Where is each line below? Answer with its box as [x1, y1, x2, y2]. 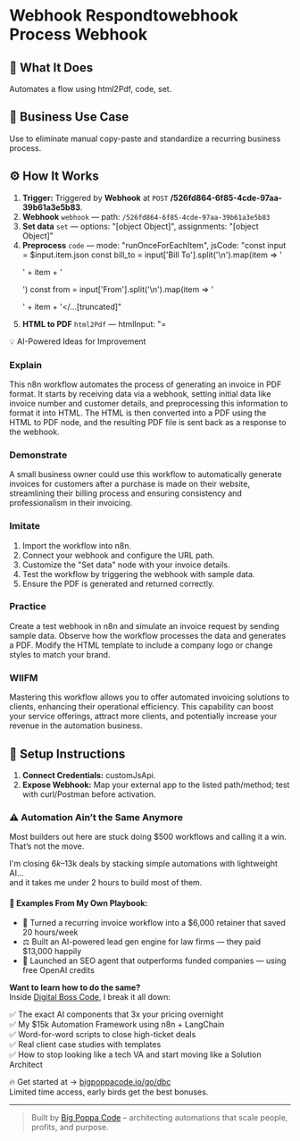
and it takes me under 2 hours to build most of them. [9, 877, 203, 888]
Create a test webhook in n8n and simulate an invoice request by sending [9, 620, 279, 631]
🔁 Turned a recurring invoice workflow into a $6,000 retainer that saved [21, 918, 286, 928]
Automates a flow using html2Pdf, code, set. [9, 84, 172, 94]
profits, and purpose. [30, 1122, 109, 1133]
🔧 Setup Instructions [9, 746, 126, 761]
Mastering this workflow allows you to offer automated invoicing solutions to [9, 692, 290, 702]
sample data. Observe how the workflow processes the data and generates [9, 630, 287, 641]
